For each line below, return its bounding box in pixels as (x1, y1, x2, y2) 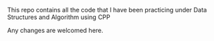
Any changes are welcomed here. (7, 27, 104, 34)
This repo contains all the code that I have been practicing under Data (7, 6, 207, 14)
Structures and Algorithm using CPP (7, 13, 110, 21)
